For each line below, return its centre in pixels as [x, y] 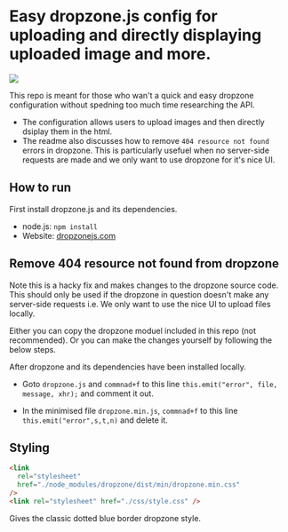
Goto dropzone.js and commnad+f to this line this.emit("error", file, [150, 384]
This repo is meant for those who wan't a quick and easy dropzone [132, 95]
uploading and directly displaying [136, 35]
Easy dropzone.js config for [113, 16]
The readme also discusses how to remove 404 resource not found [145, 140]
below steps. [32, 349]
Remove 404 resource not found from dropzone [144, 264]
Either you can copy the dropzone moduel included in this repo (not [132, 330]
